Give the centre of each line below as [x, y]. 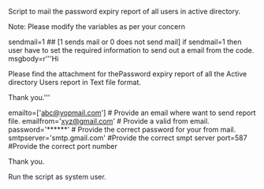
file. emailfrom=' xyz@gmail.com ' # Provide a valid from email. [109, 121]
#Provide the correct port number [63, 146]
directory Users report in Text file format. [75, 82]
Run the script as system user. [57, 177]
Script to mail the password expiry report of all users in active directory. [125, 11]
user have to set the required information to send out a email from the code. [131, 50]
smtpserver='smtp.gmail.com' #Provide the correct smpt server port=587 [128, 138]
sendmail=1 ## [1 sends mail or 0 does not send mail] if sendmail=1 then [125, 42]
